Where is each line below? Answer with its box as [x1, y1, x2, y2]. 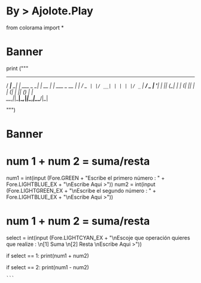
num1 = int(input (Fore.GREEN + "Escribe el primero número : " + [6, 175, 165, 181]
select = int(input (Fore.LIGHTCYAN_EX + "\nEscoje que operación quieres [6, 234, 190, 241]
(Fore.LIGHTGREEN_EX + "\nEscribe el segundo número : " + [6, 187, 157, 194]
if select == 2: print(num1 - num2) [6, 263, 90, 270]
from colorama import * [6, 24, 64, 31]
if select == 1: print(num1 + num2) [6, 252, 90, 259]
